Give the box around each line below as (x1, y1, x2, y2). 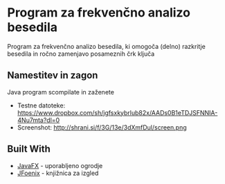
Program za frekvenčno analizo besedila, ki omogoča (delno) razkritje (7, 42, 206, 50)
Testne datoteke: (17, 101, 66, 110)
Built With (7, 143, 51, 155)
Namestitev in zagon (7, 70, 98, 81)
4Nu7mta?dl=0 (17, 116, 60, 124)
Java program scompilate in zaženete (7, 88, 114, 96)
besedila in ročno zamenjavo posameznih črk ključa (7, 50, 155, 58)
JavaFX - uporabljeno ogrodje (17, 161, 103, 170)
